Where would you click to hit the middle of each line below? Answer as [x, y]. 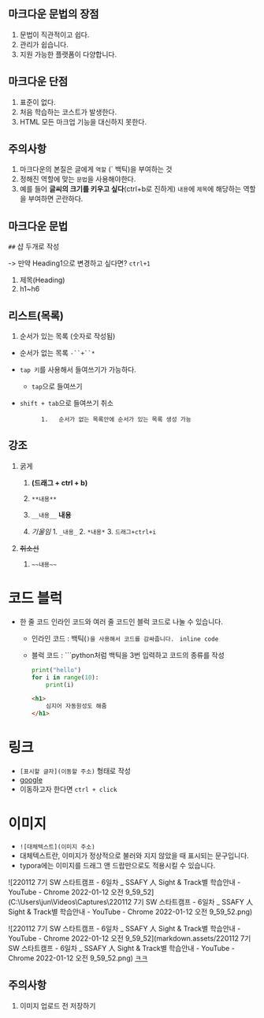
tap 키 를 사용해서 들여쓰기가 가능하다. [78, 370]
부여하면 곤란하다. [56, 199]
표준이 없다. [38, 102]
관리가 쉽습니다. [44, 44]
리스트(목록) [36, 316]
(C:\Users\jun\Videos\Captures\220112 [70, 901]
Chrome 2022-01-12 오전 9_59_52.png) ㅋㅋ [78, 958]
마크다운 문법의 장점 [54, 14]
